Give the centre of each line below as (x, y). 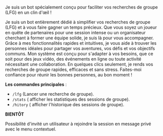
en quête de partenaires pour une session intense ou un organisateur (75, 33)
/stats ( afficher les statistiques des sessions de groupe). (71, 99)
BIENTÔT (15, 114)
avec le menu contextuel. (31, 129)
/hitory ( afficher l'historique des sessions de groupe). (68, 104)
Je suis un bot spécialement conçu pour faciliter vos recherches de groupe (81, 7)
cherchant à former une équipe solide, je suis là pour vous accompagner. (80, 38)
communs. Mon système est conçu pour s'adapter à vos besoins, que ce (79, 54)
